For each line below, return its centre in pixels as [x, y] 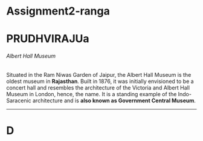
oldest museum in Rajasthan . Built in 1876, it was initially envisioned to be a [100, 81]
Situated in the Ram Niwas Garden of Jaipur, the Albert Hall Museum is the [99, 74]
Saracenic [19, 100]
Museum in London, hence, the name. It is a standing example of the [92, 94]
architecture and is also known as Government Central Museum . [114, 100]
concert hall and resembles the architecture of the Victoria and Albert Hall [98, 87]
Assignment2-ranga [58, 11]
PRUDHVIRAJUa [48, 39]
